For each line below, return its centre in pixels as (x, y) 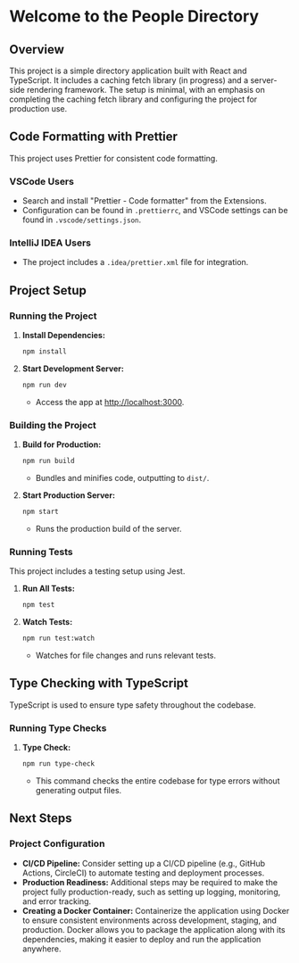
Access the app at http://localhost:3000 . (110, 402)
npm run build (48, 461)
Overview (37, 50)
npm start (41, 512)
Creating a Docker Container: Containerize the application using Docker (156, 910)
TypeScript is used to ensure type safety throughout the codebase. (133, 705)
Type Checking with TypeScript (99, 683)
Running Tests (41, 552)
